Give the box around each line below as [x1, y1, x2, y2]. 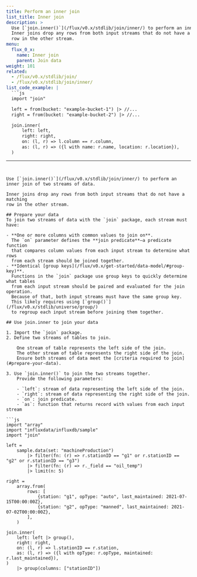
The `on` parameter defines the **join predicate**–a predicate [11, 237, 172, 243]
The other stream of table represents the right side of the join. [16, 350, 185, 356]
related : [6, 69, 28, 74]
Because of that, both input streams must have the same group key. [11, 293, 182, 299]
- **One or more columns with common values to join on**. [6, 232, 154, 238]
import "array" [6, 422, 43, 428]
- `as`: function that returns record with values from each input [16, 401, 185, 407]
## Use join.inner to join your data [6, 319, 98, 325]
